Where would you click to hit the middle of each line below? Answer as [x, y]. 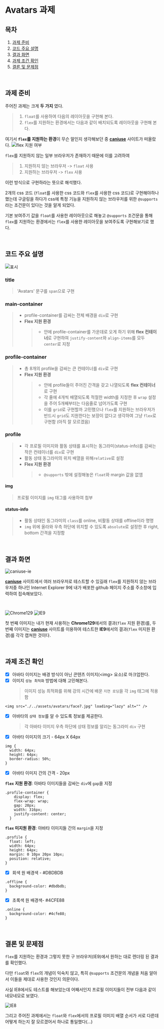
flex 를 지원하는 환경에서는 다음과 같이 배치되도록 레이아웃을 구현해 [88, 122]
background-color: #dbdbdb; [38, 887]
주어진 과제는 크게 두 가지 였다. [34, 106]
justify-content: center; [40, 814]
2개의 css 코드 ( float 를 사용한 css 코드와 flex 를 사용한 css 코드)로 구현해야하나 [82, 193]
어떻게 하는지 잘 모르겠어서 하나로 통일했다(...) [49, 1022]
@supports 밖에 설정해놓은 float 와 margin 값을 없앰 [93, 474]
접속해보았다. [30, 594]
